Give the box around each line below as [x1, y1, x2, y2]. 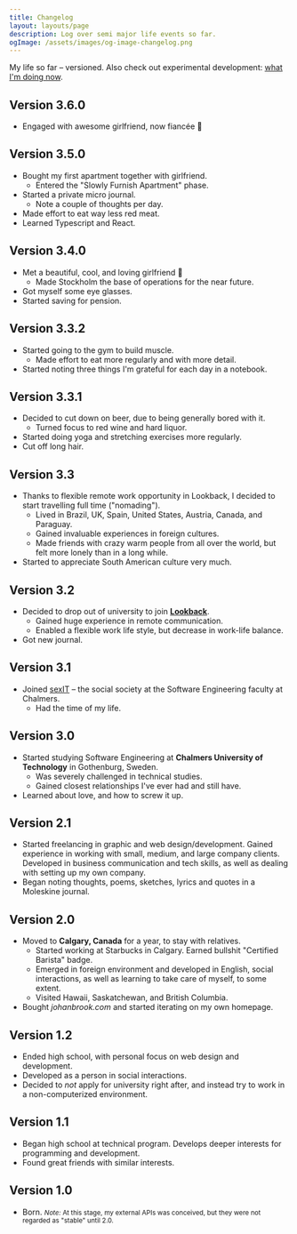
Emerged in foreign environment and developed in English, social [35, 964, 274, 974]
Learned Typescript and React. [21, 217, 136, 228]
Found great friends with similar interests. [21, 1157, 175, 1167]
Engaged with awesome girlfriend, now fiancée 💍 [21, 121, 203, 132]
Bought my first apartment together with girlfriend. [21, 170, 207, 180]
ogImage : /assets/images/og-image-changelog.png [9, 37, 193, 47]
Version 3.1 [9, 660, 72, 676]
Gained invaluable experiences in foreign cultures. [35, 528, 220, 539]
